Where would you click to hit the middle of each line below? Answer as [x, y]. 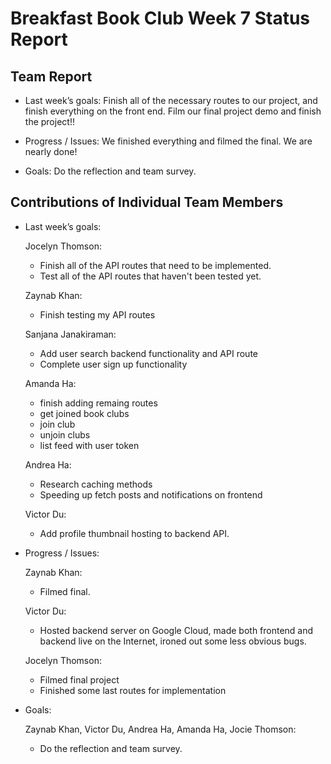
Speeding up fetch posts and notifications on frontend [151, 494]
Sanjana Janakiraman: [70, 334]
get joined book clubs [84, 413]
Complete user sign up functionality [113, 364]
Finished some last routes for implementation [133, 690]
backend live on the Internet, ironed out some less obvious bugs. [173, 641]
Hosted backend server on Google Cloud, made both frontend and [176, 630]
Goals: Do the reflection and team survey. [110, 171]
